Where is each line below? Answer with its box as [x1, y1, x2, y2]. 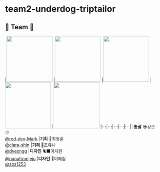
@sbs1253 [5, 161, 26, 167]
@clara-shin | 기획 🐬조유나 [5, 142, 56, 148]
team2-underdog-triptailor [5, 3, 116, 15]
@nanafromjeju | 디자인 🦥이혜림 [5, 156, 66, 161]
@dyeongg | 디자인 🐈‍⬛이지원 [5, 148, 62, 154]
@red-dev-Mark [5, 136, 38, 142]
